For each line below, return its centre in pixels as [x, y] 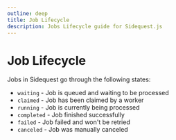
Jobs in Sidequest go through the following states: [79, 79]
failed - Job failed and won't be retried [73, 122]
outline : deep [28, 13]
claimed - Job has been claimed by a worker [80, 100]
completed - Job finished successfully [71, 115]
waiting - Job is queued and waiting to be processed [93, 93]
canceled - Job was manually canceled [72, 130]
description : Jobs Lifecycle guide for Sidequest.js [85, 26]
